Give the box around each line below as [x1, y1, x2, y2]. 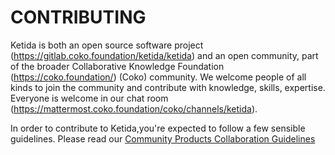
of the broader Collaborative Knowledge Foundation [10, 60, 225, 72]
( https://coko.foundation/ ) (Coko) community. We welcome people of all [10, 71, 307, 83]
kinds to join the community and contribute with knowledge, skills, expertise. [10, 81, 326, 93]
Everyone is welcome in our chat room [10, 92, 169, 104]
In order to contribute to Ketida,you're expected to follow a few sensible [10, 122, 306, 134]
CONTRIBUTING [10, 6, 147, 29]
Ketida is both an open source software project [10, 39, 204, 51]
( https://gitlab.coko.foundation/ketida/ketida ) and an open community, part [10, 49, 319, 61]
